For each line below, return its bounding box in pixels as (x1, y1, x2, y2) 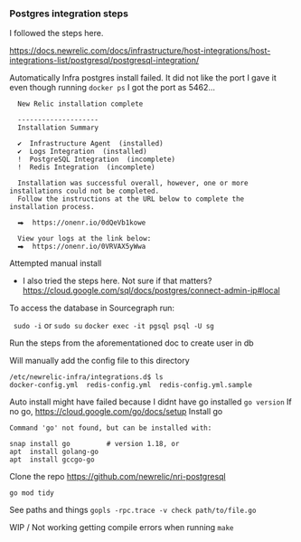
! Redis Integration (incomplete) (17, 163, 155, 172)
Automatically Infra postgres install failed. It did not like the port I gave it (9, 72, 277, 83)
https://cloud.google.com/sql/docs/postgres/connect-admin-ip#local (22, 285, 280, 296)
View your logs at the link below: (17, 234, 152, 243)
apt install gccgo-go (9, 455, 95, 464)
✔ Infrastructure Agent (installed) (17, 139, 165, 148)
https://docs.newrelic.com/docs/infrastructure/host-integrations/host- (9, 45, 271, 56)
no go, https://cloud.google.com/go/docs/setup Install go (9, 406, 223, 417)
